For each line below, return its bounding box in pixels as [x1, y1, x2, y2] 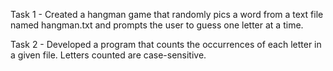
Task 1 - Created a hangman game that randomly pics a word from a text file [10, 9, 324, 20]
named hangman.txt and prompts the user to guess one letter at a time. [10, 19, 304, 31]
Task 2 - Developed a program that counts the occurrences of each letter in [10, 39, 322, 50]
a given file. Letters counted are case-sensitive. [10, 49, 207, 61]
